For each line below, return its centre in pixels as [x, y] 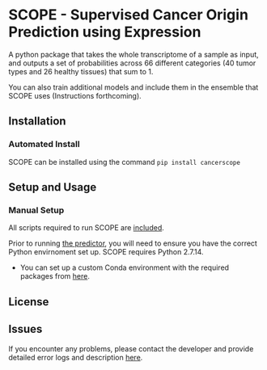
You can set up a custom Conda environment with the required [124, 267]
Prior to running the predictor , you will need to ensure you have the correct [133, 243]
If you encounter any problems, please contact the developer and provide [131, 348]
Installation [37, 122]
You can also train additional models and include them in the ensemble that [133, 87]
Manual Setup [36, 210]
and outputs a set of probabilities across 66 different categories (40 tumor [132, 63]
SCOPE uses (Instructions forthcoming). [75, 95]
